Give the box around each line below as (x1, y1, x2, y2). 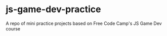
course (6, 25, 21, 31)
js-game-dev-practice (6, 4, 101, 15)
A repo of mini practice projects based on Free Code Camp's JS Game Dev (6, 20, 162, 26)
